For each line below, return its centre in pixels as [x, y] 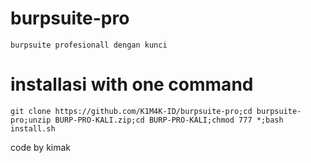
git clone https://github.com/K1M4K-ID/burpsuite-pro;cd [131, 111]
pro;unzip [31, 120]
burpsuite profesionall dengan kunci [89, 45]
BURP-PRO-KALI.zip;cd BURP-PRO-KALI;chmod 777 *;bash [169, 120]
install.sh [33, 128]
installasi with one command [132, 84]
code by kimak [41, 147]
